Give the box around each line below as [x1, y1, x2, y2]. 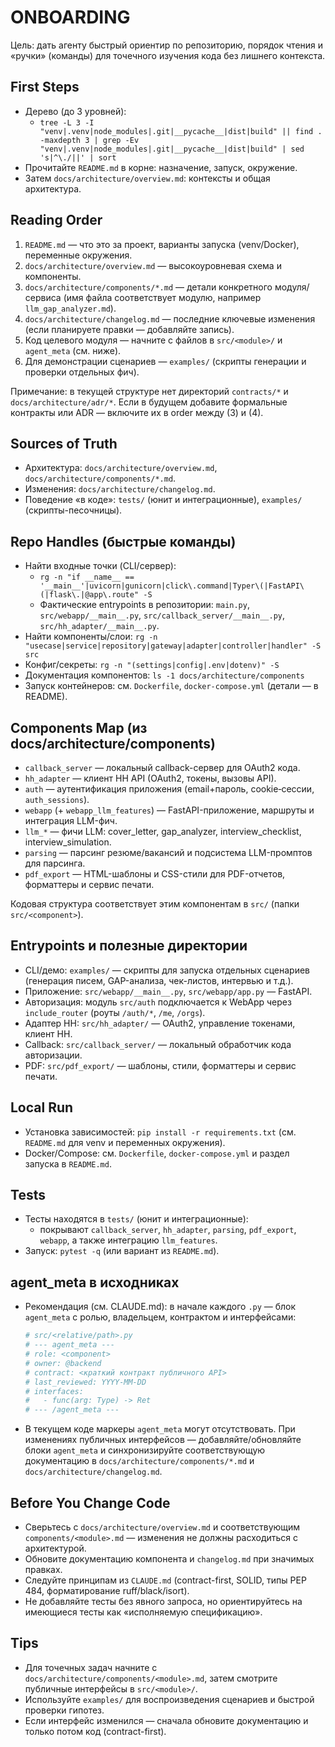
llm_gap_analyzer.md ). [24, 302, 117, 314]
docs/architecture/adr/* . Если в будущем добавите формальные [10, 396, 288, 408]
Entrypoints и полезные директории [10, 937, 248, 955]
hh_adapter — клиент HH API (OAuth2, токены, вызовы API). [24, 772, 277, 784]
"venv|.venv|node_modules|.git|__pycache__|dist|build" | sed [39, 144, 305, 154]
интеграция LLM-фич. [24, 815, 118, 826]
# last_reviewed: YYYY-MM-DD [24, 1377, 147, 1387]
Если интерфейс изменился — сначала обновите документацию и [24, 1714, 309, 1726]
